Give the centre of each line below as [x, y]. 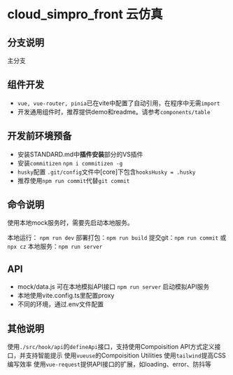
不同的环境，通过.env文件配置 [60, 304]
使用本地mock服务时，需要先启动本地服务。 [71, 223]
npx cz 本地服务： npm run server [55, 247]
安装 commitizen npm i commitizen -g [70, 163]
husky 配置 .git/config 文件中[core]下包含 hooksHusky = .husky [106, 172]
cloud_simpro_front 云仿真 [85, 14]
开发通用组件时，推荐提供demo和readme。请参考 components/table [114, 111]
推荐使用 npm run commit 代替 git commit [73, 180]
